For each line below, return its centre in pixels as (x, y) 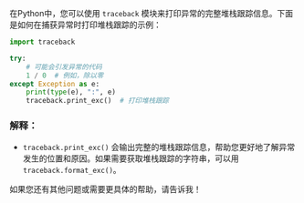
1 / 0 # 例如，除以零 (65, 76)
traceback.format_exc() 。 (72, 170)
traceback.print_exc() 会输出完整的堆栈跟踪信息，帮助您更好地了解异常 (159, 147)
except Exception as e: (55, 84)
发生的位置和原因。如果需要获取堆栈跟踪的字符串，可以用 (131, 158)
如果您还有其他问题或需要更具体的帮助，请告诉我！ (105, 189)
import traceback (42, 42)
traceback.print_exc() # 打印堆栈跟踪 (97, 101)
